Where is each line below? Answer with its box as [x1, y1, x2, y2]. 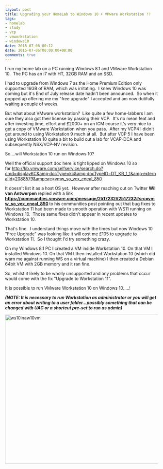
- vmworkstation [5, 35, 38, 39]
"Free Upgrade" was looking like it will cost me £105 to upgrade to [5, 231, 137, 237]
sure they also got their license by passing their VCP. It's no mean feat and [5, 115, 155, 122]
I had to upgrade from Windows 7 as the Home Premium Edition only [5, 80, 142, 86]
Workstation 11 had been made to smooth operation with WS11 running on [5, 206, 152, 212]
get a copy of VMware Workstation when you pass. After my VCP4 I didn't [5, 126, 154, 132]
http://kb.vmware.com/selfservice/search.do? [12, 166, 103, 171]
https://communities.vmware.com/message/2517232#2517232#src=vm [5, 196, 155, 202]
